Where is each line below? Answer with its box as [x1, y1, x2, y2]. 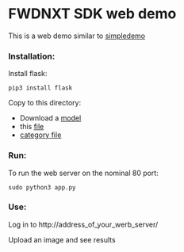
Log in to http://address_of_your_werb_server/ [8, 220, 159, 229]
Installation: [8, 51, 56, 62]
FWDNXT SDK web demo [8, 5, 177, 23]
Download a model [19, 113, 82, 123]
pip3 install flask [8, 84, 73, 92]
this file [19, 122, 44, 132]
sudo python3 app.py [8, 183, 77, 191]
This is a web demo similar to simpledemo [8, 31, 145, 40]
